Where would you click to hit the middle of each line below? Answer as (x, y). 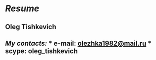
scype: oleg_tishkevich (42, 51)
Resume (22, 9)
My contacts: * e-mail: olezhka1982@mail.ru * (78, 43)
